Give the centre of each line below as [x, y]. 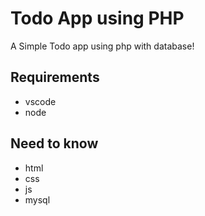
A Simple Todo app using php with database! [102, 46]
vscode [40, 101]
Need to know [54, 143]
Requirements [55, 77]
